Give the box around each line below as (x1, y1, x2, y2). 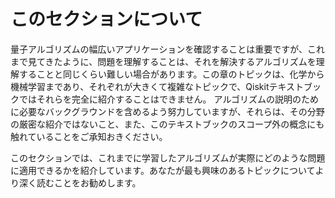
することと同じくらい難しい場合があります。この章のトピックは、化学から (18, 68, 325, 80)
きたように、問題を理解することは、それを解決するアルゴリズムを (44, 55, 317, 67)
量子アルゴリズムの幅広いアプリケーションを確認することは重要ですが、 (10, 43, 308, 55)
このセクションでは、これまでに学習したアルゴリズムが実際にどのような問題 (10, 151, 326, 164)
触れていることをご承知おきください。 (10, 130, 168, 142)
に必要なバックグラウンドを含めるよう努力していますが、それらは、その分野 (10, 105, 325, 117)
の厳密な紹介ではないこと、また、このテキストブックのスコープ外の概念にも (10, 118, 325, 130)
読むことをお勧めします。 (36, 176, 142, 189)
